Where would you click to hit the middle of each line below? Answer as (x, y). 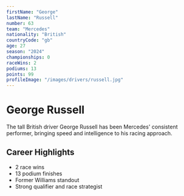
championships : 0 (28, 57)
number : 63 (20, 23)
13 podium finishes (39, 173)
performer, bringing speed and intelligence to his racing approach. (89, 133)
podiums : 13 (21, 68)
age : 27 (16, 46)
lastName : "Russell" (32, 18)
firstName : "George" (32, 12)
